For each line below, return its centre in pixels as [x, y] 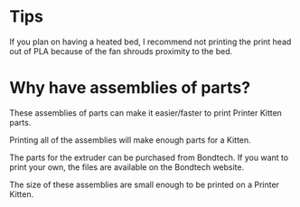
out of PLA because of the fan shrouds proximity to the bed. [121, 51]
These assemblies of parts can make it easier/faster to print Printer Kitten [146, 113]
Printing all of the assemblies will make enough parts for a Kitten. [130, 140]
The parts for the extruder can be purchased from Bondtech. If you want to [149, 157]
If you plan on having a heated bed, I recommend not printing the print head [150, 42]
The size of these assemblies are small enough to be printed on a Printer [145, 184]
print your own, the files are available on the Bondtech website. [127, 167]
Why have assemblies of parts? [130, 88]
